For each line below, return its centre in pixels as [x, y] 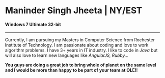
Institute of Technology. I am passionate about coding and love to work [77, 45]
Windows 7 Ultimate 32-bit [33, 24]
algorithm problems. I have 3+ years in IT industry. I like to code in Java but [82, 50]
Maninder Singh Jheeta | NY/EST [74, 11]
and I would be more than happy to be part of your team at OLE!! [71, 70]
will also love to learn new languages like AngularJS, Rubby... [67, 55]
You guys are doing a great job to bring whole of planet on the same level [81, 65]
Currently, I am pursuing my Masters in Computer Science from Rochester [80, 40]
